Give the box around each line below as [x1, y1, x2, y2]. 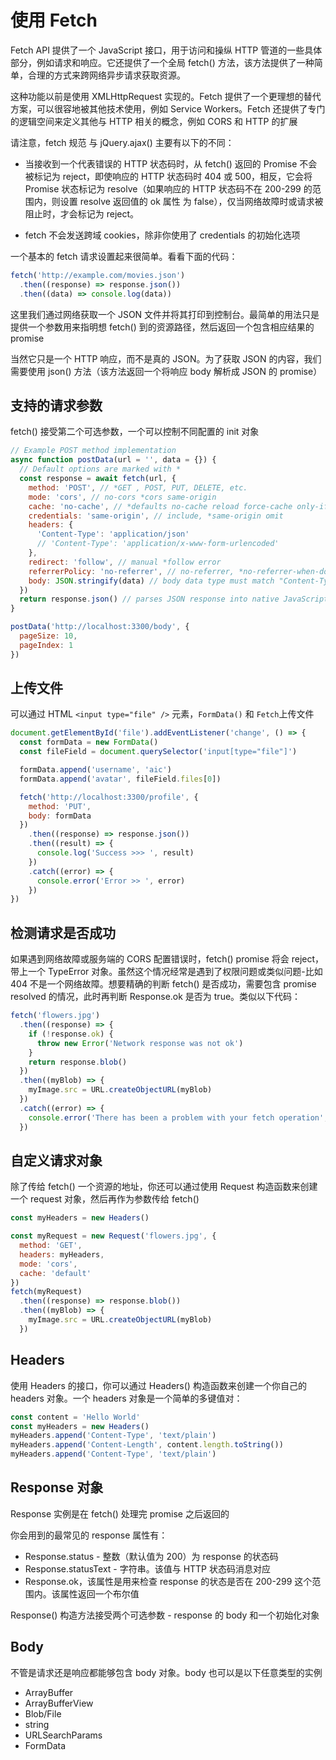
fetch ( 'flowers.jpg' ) [10, 1011, 101, 1021]
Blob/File [24, 1707, 62, 1720]
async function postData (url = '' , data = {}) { [10, 455, 217, 465]
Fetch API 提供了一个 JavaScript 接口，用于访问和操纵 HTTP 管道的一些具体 [10, 44, 323, 56]
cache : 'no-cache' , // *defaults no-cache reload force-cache [28, 501, 293, 511]
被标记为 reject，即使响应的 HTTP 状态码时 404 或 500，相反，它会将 [24, 170, 313, 182]
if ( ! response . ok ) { [28, 1029, 114, 1039]
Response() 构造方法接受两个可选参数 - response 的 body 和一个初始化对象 [10, 1609, 320, 1621]
